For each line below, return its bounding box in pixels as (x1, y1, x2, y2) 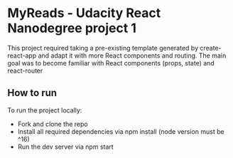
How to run (7, 87, 58, 99)
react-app (7, 51, 37, 60)
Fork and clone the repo (17, 120, 88, 128)
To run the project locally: (7, 105, 82, 115)
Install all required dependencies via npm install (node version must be (17, 127, 225, 136)
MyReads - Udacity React (7, 5, 161, 21)
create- (200, 43, 222, 52)
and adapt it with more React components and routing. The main (38, 51, 227, 60)
